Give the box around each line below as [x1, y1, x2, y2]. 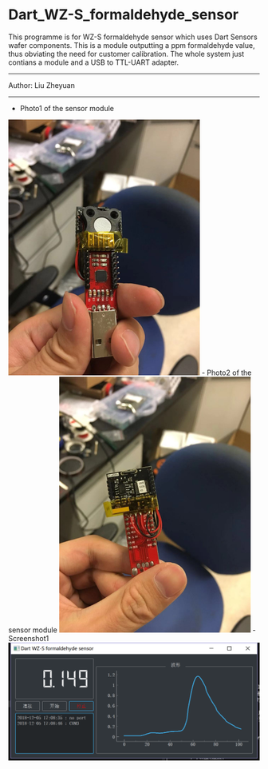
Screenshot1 [8, 633, 49, 643]
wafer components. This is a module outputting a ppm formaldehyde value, [8, 40, 255, 50]
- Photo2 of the [201, 368, 252, 377]
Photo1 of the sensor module [19, 103, 114, 113]
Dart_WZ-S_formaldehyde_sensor [8, 6, 239, 24]
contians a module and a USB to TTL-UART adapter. [8, 58, 179, 67]
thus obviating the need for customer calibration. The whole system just [8, 49, 245, 58]
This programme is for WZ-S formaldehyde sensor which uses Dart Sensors [8, 32, 258, 42]
